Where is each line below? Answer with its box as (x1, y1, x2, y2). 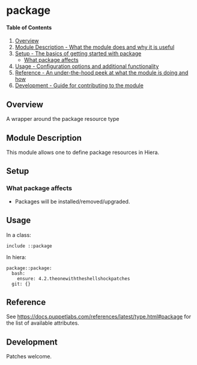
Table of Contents (6, 23, 52, 31)
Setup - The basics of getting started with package (14, 50, 142, 57)
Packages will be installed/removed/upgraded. (14, 198, 130, 205)
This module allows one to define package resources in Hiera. (6, 149, 160, 156)
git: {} (11, 281, 31, 287)
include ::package (6, 243, 52, 249)
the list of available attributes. (6, 319, 79, 327)
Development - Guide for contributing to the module (14, 82, 144, 89)
